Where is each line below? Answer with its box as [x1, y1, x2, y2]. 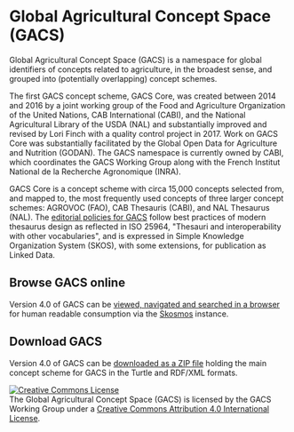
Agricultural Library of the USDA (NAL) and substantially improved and [9, 118, 267, 130]
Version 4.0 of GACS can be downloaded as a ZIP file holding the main [9, 357, 267, 368]
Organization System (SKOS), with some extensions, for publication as [9, 240, 266, 251]
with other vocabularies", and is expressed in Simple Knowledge [9, 230, 244, 241]
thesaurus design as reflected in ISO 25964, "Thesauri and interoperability [9, 220, 282, 232]
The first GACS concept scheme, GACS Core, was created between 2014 [9, 91, 277, 101]
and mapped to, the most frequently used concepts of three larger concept [9, 193, 284, 204]
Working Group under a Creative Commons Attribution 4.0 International [9, 403, 269, 414]
